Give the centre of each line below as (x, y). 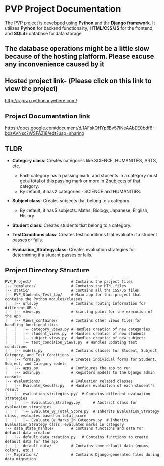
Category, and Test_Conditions (37, 355)
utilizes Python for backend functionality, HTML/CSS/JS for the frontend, (79, 28)
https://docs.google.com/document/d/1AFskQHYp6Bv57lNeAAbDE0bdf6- (80, 128)
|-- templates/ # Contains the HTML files (66, 286)
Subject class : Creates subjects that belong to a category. (71, 200)
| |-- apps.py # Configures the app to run (68, 368)
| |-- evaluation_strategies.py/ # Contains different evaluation (78, 394)
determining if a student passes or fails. (52, 255)
